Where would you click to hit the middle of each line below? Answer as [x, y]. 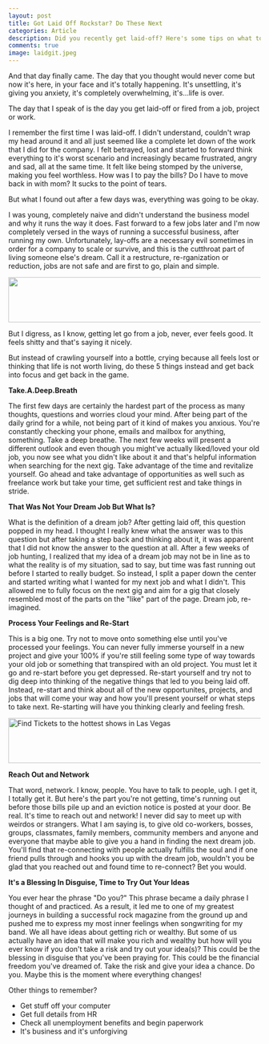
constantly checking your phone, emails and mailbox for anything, [117, 431]
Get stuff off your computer [65, 1005]
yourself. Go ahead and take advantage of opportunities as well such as [127, 474]
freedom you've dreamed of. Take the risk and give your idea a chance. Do [132, 966]
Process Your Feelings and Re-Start [69, 623]
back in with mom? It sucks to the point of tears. [88, 184]
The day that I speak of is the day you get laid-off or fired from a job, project [134, 108]
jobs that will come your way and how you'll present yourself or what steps [132, 698]
